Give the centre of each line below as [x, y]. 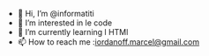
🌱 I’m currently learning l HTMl [73, 32]
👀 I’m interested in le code [65, 23]
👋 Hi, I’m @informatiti [56, 14]
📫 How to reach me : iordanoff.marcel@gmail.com [108, 42]
